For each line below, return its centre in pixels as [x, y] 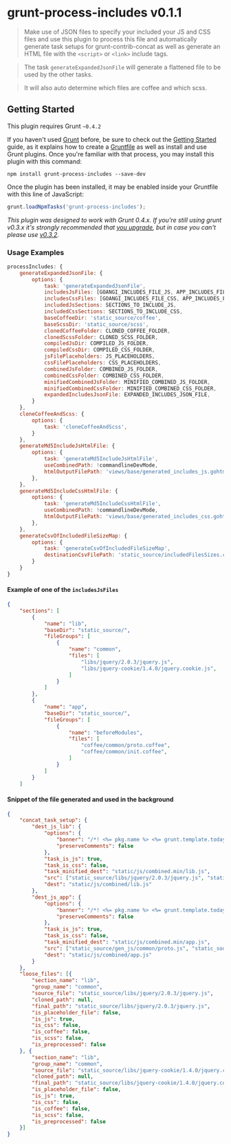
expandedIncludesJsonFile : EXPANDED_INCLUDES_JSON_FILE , [127, 395]
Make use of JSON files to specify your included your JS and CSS [117, 32]
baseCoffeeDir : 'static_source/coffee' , [102, 318]
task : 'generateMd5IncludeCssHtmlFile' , [102, 504]
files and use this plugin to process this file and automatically [110, 39]
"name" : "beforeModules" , [106, 733]
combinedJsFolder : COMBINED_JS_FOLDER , [101, 369]
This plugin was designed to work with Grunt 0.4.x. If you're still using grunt [114, 220]
